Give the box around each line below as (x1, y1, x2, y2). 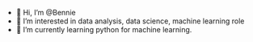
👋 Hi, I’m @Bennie (15, 8, 76, 17)
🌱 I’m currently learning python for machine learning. (15, 25, 192, 34)
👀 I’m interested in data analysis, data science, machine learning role (15, 16, 245, 26)
